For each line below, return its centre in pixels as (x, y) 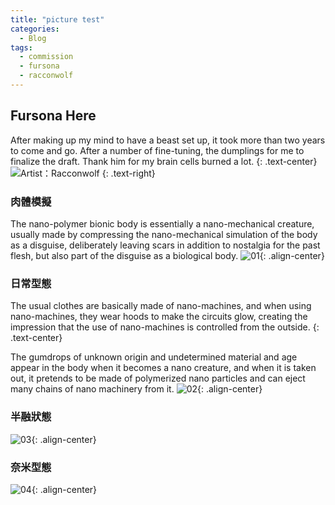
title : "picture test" (57, 19)
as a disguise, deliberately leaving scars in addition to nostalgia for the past (165, 245)
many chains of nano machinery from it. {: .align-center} (136, 389)
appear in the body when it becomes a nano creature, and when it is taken (163, 368)
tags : (21, 47)
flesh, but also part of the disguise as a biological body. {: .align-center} (167, 255)
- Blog (33, 38)
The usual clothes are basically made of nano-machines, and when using (161, 306)
